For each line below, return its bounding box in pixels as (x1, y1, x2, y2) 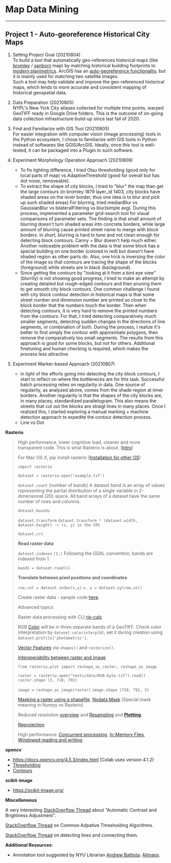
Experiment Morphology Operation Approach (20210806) (12, 157, 133, 163)
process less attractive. (20, 350, 70, 357)
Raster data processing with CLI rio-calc (17, 614, 103, 620)
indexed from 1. (17, 555, 50, 561)
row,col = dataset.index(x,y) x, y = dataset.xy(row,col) (17, 585, 142, 590)
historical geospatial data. (12, 89, 67, 95)
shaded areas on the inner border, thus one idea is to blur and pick (20, 194, 160, 200)
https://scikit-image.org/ (12, 787, 64, 793)
